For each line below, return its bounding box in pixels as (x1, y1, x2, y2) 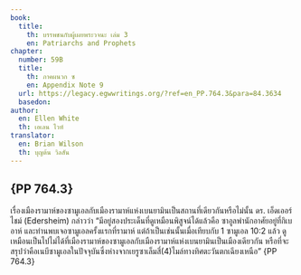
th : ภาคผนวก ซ (26, 72, 76, 81)
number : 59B (18, 55, 64, 64)
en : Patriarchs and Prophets (26, 38, 136, 48)
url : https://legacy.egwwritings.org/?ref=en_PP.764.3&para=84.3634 (18, 89, 282, 98)
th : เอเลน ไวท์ (18, 123, 64, 132)
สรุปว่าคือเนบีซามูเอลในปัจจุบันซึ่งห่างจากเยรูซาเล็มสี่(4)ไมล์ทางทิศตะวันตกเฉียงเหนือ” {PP (10, 246, 277, 257)
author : (10, 106, 40, 115)
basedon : (18, 97, 52, 107)
